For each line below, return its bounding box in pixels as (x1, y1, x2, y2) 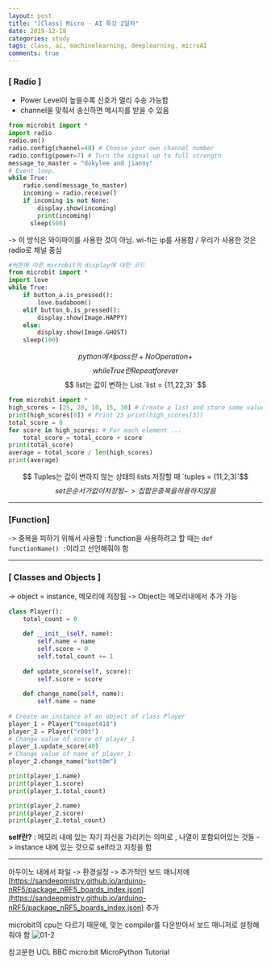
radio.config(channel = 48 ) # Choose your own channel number (8, 144, 215, 152)
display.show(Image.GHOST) (37, 329, 128, 337)
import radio (8, 129, 52, 137)
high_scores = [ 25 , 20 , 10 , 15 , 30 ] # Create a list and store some (8, 404, 244, 412)
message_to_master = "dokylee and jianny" (8, 159, 153, 167)
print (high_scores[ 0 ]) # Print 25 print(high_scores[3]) (8, 411, 204, 419)
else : (23, 321, 42, 329)
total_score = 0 (8, 418, 63, 426)
